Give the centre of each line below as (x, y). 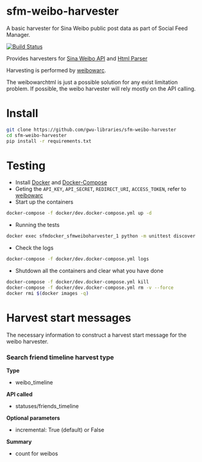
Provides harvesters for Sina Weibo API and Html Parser (77, 58)
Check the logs (34, 248)
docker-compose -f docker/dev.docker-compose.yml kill (78, 282)
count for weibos (36, 453)
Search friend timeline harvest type (60, 357)
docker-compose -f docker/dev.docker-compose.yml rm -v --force (90, 288)
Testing (26, 166)
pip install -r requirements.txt (49, 141)
